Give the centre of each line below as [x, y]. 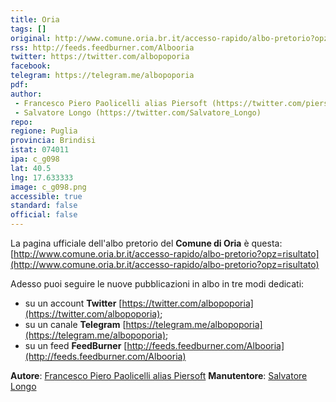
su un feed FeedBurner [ [76, 345]
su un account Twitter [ [73, 303]
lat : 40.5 [31, 168]
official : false [44, 215]
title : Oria [35, 19]
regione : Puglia [44, 131]
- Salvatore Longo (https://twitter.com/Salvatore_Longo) [138, 112]
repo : [21, 122]
